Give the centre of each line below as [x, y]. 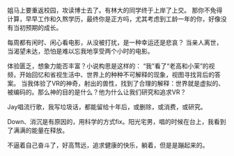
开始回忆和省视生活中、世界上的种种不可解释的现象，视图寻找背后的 [117, 75]
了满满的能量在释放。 [38, 130]
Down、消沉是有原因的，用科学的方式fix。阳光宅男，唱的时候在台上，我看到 [117, 122]
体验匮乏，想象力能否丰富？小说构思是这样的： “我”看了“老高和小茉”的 [108, 66]
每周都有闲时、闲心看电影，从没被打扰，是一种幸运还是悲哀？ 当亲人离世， [115, 42]
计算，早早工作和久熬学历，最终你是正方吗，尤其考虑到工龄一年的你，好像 [114, 19]
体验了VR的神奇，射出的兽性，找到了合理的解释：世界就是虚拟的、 [129, 83]
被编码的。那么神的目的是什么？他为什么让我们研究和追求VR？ [97, 92]
